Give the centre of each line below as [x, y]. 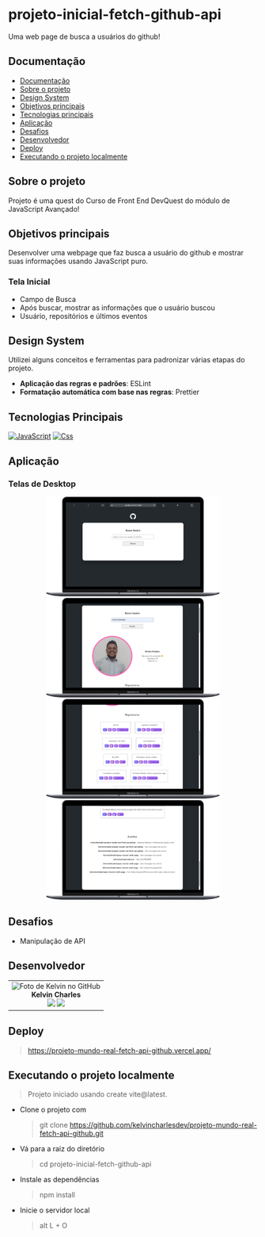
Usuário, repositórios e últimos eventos [83, 316]
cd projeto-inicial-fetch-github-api [95, 1164]
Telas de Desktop [42, 484]
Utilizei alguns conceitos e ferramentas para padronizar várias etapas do [127, 360]
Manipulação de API [52, 940]
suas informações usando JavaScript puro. [78, 261]
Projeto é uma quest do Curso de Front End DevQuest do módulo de [119, 201]
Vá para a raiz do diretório [62, 1149]
